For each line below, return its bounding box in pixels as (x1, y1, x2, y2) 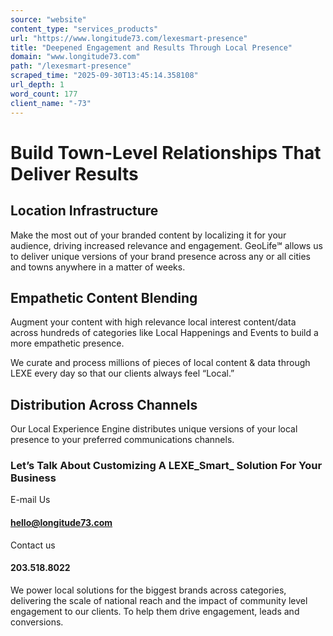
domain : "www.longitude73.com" (10, 52, 141, 62)
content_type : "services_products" (10, 24, 159, 34)
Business (10, 471, 57, 485)
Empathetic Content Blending (10, 289, 198, 306)
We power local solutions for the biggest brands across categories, (10, 584, 287, 596)
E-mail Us (10, 494, 51, 506)
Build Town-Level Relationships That (10, 141, 322, 164)
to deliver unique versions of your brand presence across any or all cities (10, 250, 311, 262)
